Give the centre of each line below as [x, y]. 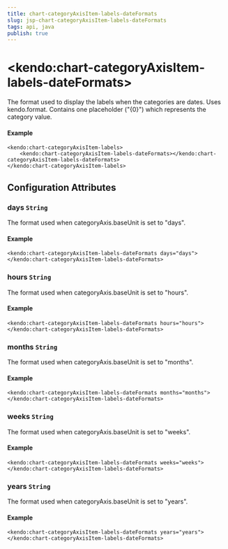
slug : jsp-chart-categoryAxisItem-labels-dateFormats [87, 20]
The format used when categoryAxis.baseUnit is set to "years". [98, 501]
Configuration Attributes [62, 187]
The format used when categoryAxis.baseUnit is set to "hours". [98, 292]
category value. [30, 117]
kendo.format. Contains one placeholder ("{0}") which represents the [107, 110]
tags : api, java [31, 27]
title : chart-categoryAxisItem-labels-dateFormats [82, 14]
